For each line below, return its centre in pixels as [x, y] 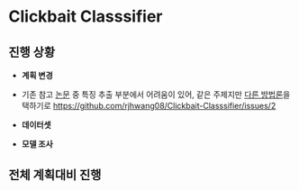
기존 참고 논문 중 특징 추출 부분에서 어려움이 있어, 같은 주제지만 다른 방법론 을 [156, 95]
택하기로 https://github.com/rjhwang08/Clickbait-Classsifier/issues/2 [149, 106]
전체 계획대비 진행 [55, 175]
